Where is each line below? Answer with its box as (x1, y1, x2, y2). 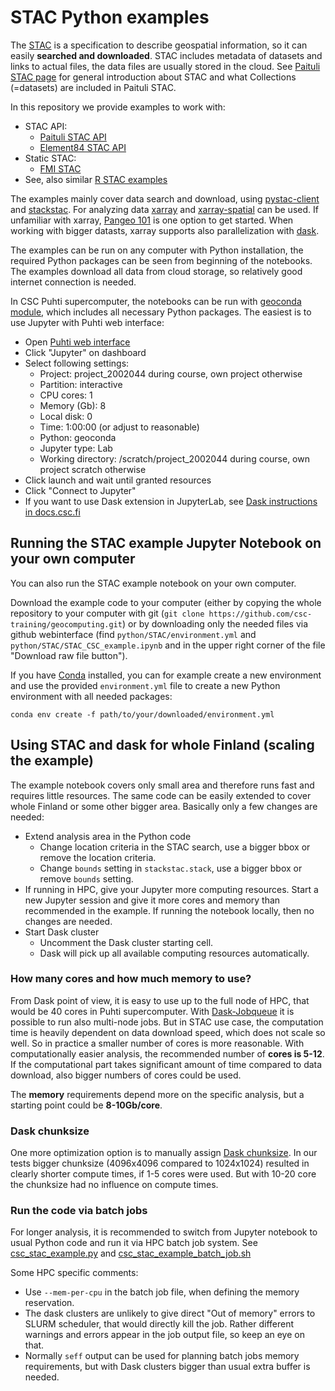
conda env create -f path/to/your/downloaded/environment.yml (10, 709, 275, 720)
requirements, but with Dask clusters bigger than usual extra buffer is (24, 1361, 311, 1373)
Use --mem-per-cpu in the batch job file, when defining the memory (24, 1286, 300, 1298)
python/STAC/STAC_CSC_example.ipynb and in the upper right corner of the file (10, 639, 326, 651)
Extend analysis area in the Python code (24, 830, 192, 842)
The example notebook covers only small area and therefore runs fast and (10, 779, 315, 791)
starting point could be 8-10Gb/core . (10, 1099, 163, 1111)
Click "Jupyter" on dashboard (24, 346, 147, 358)
